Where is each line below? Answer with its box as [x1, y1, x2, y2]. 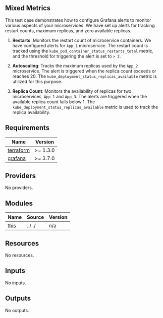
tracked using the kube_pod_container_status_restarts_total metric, [12, 48, 154, 54]
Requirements [5, 124, 50, 132]
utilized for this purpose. [12, 78, 62, 84]
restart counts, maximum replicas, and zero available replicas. [5, 27, 132, 34]
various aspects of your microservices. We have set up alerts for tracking [5, 22, 155, 28]
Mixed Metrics [5, 4, 51, 12]
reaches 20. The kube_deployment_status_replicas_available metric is [12, 73, 157, 79]
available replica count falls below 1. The [12, 99, 95, 105]
